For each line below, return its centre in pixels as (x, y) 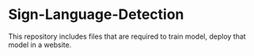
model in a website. (40, 44)
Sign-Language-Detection (96, 15)
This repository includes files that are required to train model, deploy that (127, 36)
